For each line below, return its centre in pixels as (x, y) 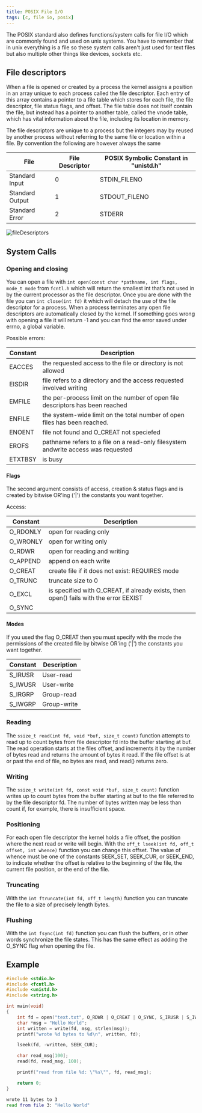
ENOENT (22, 432)
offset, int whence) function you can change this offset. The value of (93, 850)
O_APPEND (25, 561)
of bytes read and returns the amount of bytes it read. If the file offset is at (98, 754)
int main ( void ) (25, 1006)
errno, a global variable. (36, 326)
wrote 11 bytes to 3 (32, 1099)
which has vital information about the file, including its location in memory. (98, 119)
